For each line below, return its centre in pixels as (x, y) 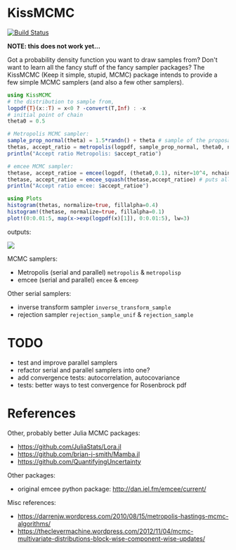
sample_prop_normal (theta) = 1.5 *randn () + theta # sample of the (106, 141)
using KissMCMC (29, 95)
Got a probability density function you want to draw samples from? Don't (112, 60)
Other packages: (32, 475)
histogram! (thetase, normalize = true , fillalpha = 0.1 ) (86, 212)
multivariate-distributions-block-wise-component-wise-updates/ (111, 538)
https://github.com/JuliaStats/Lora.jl (69, 446)
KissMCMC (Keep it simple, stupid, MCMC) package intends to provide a (112, 75)
